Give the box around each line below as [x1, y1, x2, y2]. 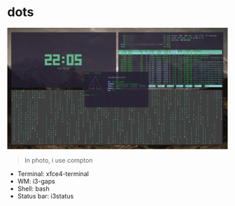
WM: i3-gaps [17, 177, 56, 185]
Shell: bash [17, 184, 50, 193]
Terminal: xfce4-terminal [17, 169, 90, 178]
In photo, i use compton [24, 156, 93, 164]
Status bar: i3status [17, 191, 74, 200]
